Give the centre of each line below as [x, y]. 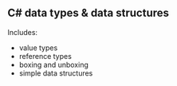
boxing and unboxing [54, 64]
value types [38, 48]
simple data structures [56, 73]
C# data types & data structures [88, 13]
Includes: [22, 32]
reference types [45, 56]
